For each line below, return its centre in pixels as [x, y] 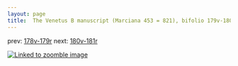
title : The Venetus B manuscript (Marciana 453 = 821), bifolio [106, 21]
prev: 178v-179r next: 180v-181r [52, 40]
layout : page [27, 14]
